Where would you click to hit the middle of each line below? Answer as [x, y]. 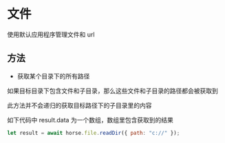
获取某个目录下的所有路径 [53, 76]
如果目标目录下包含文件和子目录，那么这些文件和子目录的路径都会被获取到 [112, 91]
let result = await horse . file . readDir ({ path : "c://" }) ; [94, 133]
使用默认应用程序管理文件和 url [51, 34]
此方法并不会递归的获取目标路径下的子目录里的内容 [79, 105]
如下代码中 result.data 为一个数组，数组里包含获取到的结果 [90, 120]
